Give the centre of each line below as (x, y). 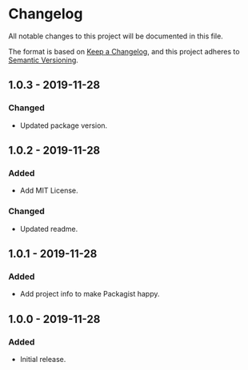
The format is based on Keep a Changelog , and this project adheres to (124, 51)
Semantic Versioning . (43, 60)
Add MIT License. (49, 191)
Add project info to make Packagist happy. (90, 294)
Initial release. (43, 359)
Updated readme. (49, 229)
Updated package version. (64, 125)
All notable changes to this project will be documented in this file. (116, 36)
